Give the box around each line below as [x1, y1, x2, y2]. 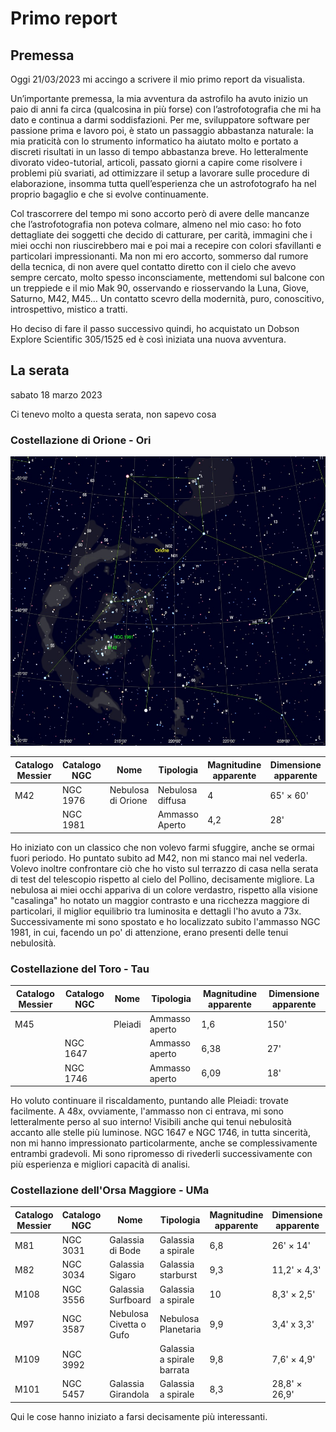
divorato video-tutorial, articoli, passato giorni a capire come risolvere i [10, 157, 303, 168]
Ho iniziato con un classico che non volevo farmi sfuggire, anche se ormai [10, 841, 315, 853]
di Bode [109, 1245, 142, 1257]
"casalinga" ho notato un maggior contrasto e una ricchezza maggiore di [10, 894, 310, 906]
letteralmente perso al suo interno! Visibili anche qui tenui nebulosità [10, 1116, 292, 1128]
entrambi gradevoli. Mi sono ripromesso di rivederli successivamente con [10, 1148, 313, 1160]
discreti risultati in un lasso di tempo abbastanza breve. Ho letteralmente [10, 146, 309, 157]
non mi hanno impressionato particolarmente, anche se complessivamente [10, 1137, 318, 1149]
